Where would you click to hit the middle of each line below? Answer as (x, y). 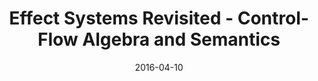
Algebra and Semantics (181, 39)
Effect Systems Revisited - (121, 18)
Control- (273, 18)
